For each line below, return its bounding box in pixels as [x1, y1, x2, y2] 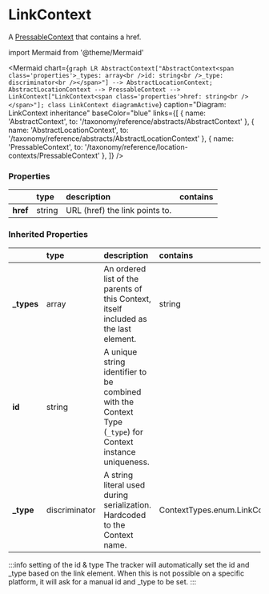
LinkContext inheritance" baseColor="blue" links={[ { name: [8, 108, 207, 118]
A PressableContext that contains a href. [8, 32, 142, 42]
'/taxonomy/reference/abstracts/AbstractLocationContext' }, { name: [8, 134, 235, 143]
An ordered [103, 263, 147, 274]
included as [103, 313, 147, 324]
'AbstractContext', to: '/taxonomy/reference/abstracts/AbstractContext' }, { [8, 116, 255, 126]
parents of [103, 283, 143, 294]
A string [103, 469, 134, 480]
